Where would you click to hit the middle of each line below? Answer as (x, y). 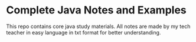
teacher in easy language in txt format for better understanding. (84, 32)
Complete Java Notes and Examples (97, 10)
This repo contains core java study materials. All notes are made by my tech (98, 26)
